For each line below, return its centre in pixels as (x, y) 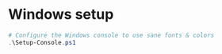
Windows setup (61, 14)
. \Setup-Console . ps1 (42, 42)
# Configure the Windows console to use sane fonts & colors (111, 35)
